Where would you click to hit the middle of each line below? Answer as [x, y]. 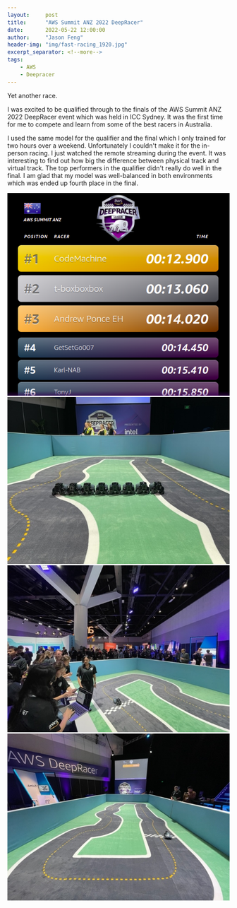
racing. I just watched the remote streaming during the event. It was [128, 153]
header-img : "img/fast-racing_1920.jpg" [68, 45]
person [18, 153]
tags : [15, 60]
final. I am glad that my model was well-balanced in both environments [110, 175]
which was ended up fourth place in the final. [73, 183]
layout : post [33, 15]
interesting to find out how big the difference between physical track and [113, 160]
